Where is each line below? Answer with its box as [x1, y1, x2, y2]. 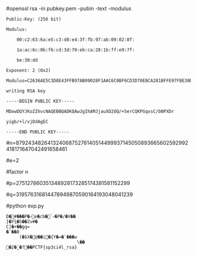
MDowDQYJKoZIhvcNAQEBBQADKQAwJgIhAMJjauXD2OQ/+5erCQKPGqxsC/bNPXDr [6, 108, 175, 114]
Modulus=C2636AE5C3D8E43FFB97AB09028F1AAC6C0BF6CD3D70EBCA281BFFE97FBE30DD [6, 78, 195, 84]
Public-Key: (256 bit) [6, 16, 62, 22]
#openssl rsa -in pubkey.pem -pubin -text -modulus [6, 5, 132, 12]
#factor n [6, 168, 29, 175]
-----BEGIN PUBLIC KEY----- [6, 98, 75, 104]
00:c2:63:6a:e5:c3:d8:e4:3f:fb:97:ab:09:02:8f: [16, 37, 135, 43]
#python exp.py [6, 202, 44, 209]
